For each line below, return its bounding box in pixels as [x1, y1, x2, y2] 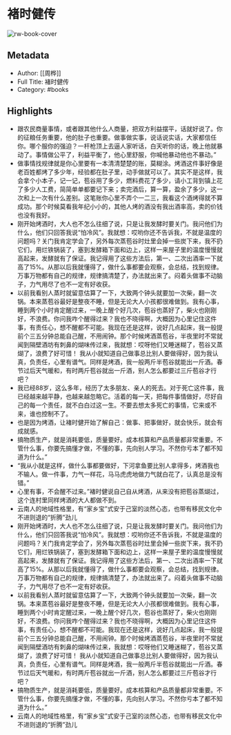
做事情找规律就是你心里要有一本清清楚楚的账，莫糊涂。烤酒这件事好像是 [17, 159, 223, 167]
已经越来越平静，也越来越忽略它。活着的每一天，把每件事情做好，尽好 [17, 392, 217, 401]
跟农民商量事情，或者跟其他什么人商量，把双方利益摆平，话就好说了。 [17, 124, 217, 133]
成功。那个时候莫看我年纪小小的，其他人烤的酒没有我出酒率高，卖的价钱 [17, 202, 223, 211]
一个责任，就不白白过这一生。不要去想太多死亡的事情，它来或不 [35, 401, 217, 409]
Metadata [7, 50, 50, 61]
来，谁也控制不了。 [17, 409, 72, 418]
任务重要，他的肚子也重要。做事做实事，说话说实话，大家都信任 [35, 133, 217, 142]
